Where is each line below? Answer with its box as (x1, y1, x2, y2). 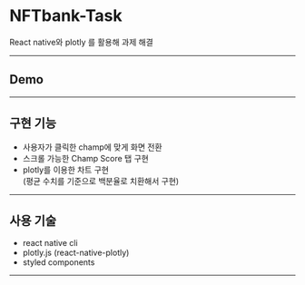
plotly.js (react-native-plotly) (22, 247, 130, 259)
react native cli (22, 238, 79, 249)
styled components (22, 257, 95, 268)
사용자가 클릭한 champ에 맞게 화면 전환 (22, 142, 162, 152)
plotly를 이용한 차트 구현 (22, 164, 109, 175)
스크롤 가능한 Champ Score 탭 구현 (22, 152, 150, 163)
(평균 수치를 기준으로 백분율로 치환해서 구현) (22, 175, 180, 186)
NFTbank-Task (9, 5, 123, 26)
